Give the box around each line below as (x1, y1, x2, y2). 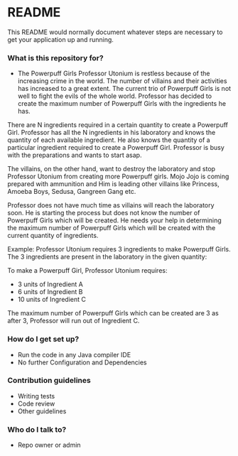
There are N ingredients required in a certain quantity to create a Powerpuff (7, 121, 229, 129)
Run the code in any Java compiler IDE (17, 350, 131, 359)
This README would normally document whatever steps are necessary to (7, 28, 223, 36)
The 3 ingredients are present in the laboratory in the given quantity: (7, 253, 207, 261)
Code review (17, 399, 55, 408)
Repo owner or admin (17, 441, 81, 450)
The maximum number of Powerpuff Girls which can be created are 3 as (7, 309, 219, 317)
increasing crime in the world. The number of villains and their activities (17, 77, 227, 85)
